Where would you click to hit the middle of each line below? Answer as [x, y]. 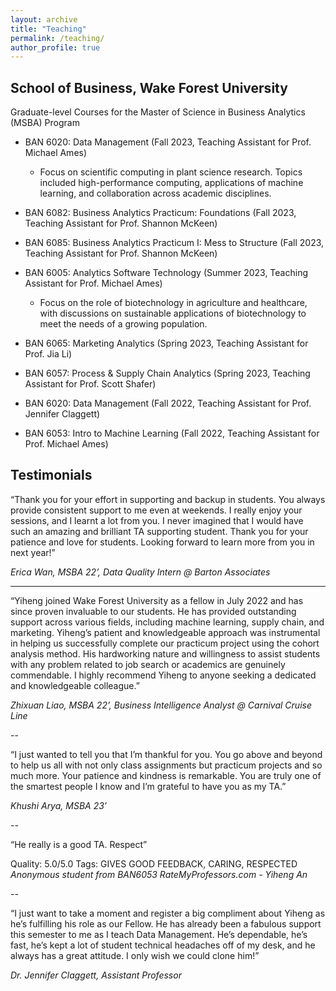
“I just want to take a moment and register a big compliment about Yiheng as [168, 913]
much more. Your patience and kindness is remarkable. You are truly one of [166, 775]
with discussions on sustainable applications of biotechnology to [173, 313]
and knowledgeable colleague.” [75, 685]
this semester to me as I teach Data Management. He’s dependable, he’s [159, 934]
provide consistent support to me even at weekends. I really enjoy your [156, 510]
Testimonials [51, 475]
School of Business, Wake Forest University [149, 87]
